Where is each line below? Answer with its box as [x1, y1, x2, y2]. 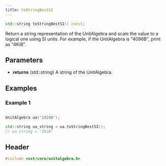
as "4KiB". [5, 41, 26, 47]
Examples [5, 84, 37, 93]
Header [5, 143, 29, 152]
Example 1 [5, 99, 31, 106]
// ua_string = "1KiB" [5, 129, 53, 134]
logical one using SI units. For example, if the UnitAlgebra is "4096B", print [5, 36, 161, 42]
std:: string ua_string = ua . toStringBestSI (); [5, 124, 106, 129]
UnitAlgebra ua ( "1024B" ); [5, 115, 60, 120]
